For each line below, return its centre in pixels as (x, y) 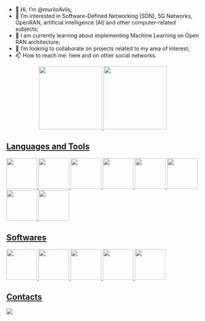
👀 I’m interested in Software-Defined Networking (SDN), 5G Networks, (104, 16)
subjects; (27, 29)
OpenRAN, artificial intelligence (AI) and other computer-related (95, 22)
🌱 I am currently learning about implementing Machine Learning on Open (107, 36)
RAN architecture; (38, 42)
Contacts (24, 297)
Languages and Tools (48, 147)
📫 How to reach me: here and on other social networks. (86, 55)
